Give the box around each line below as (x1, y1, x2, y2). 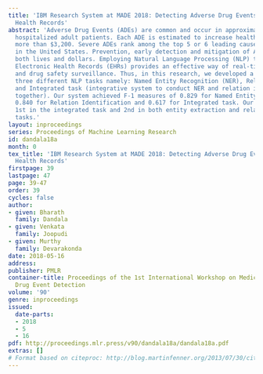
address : (8, 260, 37, 267)
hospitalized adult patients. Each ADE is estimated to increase (15, 33, 233, 42)
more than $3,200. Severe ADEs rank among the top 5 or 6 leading (15, 41, 236, 49)
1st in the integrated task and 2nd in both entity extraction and (15, 107, 240, 114)
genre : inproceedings (8, 296, 79, 303)
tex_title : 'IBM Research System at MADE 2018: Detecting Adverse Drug (8, 150, 247, 158)
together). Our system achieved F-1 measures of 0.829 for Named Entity (15, 92, 258, 100)
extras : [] (8, 347, 44, 355)
